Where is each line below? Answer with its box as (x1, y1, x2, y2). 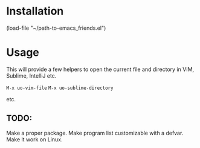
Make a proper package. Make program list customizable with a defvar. (6, 129, 184, 136)
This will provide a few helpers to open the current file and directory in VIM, (6, 66, 195, 73)
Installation (6, 4, 64, 18)
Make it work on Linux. (6, 135, 63, 143)
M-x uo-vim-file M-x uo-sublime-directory (6, 85, 114, 91)
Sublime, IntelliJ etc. (6, 72, 57, 79)
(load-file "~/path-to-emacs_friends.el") (6, 24, 106, 32)
